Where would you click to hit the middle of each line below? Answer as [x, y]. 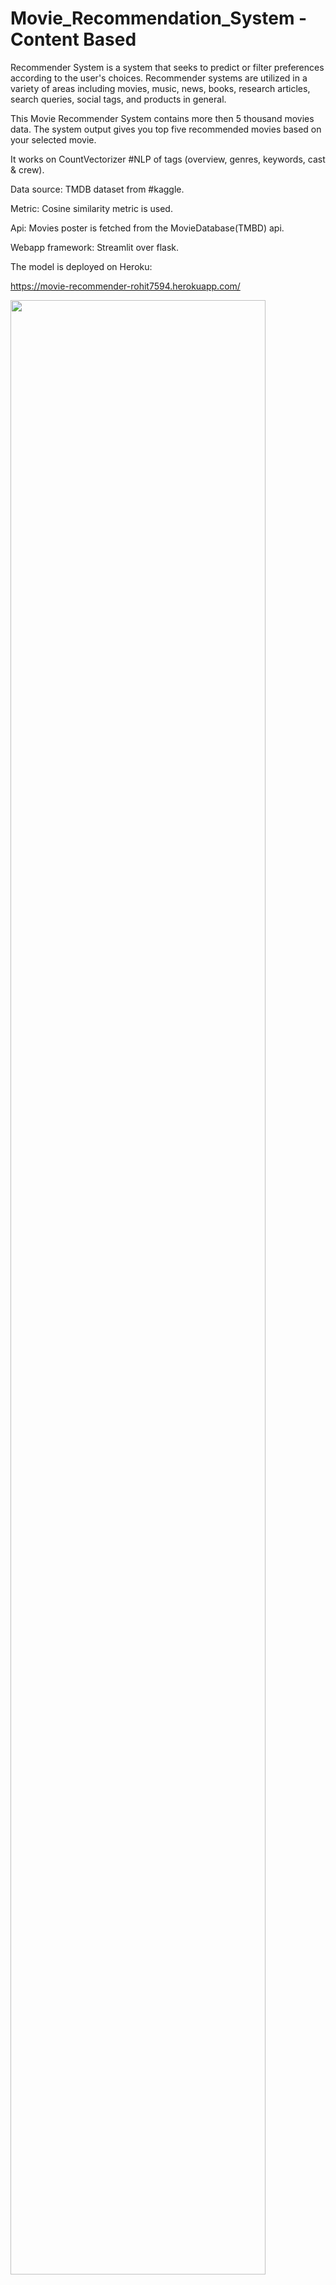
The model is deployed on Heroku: [81, 266]
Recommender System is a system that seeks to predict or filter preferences [167, 67]
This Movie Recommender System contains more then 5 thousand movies [162, 118]
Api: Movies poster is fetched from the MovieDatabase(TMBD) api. [147, 228]
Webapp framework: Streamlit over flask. [95, 247]
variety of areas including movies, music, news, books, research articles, [160, 88]
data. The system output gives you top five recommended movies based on [166, 129]
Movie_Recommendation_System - [159, 18]
